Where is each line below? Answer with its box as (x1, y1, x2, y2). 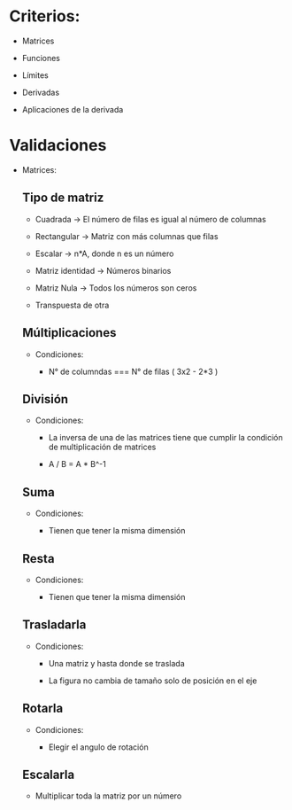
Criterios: (9, 6, 81, 27)
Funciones (21, 52, 60, 63)
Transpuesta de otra (35, 300, 110, 310)
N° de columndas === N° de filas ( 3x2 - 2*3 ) (48, 366, 219, 377)
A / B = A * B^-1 (48, 459, 106, 470)
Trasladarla (21, 618, 87, 633)
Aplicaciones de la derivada (21, 104, 124, 114)
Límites (21, 69, 49, 81)
